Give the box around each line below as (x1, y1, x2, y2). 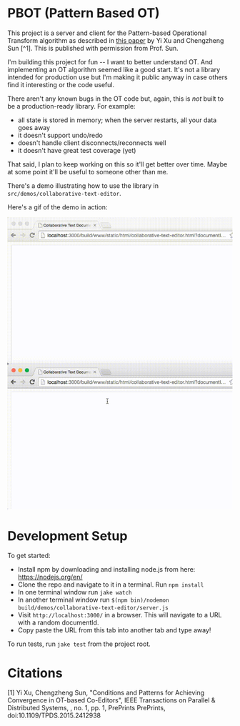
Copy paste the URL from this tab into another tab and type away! (17, 626, 211, 635)
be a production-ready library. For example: (7, 101, 136, 110)
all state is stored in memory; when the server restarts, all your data (17, 116, 217, 124)
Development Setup (7, 527, 128, 544)
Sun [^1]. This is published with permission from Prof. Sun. (7, 44, 179, 52)
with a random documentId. (17, 618, 99, 627)
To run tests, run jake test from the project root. (7, 640, 151, 648)
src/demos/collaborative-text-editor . (7, 189, 121, 197)
